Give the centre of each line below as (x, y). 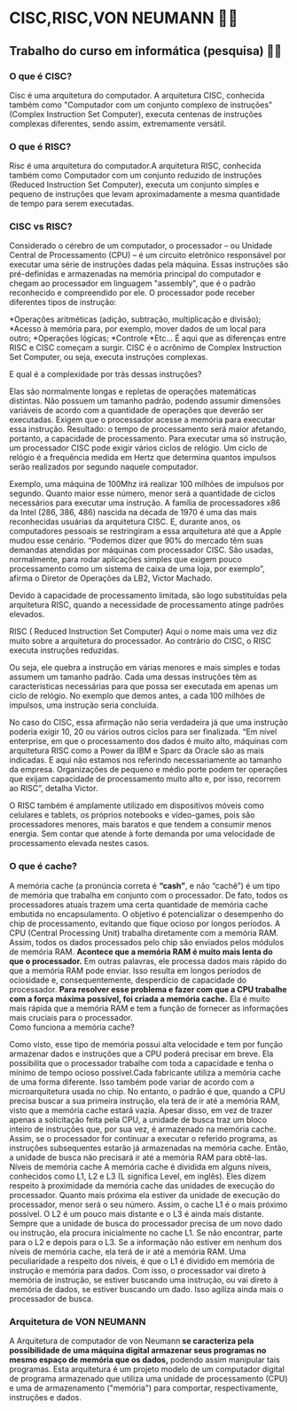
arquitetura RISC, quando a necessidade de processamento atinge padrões (147, 605)
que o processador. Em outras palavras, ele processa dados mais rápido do (148, 960)
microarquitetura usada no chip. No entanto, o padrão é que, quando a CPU (147, 1091)
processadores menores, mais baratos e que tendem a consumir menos (141, 825)
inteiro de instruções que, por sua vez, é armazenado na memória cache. (143, 1129)
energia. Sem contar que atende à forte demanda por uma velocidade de (142, 834)
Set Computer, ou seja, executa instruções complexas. (109, 357)
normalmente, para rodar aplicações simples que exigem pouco (125, 560)
